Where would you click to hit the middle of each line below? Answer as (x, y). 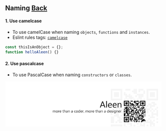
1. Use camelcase (24, 21)
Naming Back (26, 8)
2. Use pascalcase (25, 63)
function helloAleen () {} (32, 52)
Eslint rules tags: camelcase (40, 37)
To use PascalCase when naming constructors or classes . (72, 75)
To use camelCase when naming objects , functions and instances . (81, 32)
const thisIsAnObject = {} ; (34, 47)
